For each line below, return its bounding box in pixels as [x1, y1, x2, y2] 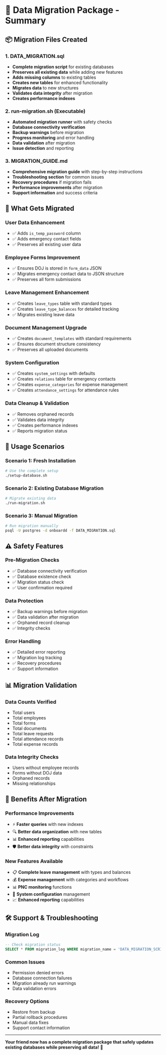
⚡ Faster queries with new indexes [12, 821, 83, 827]
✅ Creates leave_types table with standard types [12, 300, 112, 306]
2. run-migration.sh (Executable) [5, 107, 85, 114]
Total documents [12, 725, 47, 731]
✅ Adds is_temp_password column [12, 230, 81, 237]
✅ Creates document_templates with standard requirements [12, 336, 132, 341]
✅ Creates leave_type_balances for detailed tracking [12, 306, 119, 312]
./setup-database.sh [5, 473, 48, 478]
